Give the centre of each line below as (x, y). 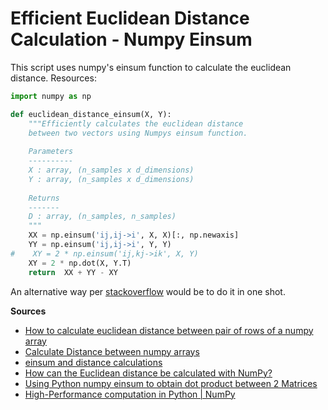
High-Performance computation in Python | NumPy (130, 394)
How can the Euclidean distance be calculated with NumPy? (148, 373)
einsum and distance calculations (93, 362)
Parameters (51, 152)
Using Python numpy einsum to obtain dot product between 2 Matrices (171, 383)
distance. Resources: (53, 78)
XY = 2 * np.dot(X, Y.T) (80, 263)
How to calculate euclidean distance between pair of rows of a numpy (169, 330)
